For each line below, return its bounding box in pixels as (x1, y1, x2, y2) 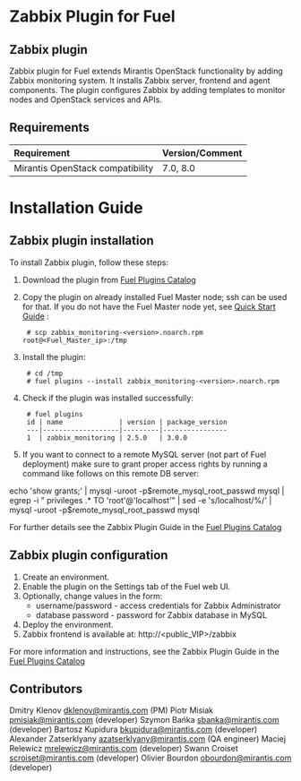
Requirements (9, 120, 90, 135)
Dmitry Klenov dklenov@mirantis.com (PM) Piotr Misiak (9, 705, 214, 716)
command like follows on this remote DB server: (21, 468, 200, 478)
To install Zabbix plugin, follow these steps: (9, 257, 168, 268)
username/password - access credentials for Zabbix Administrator (35, 600, 281, 611)
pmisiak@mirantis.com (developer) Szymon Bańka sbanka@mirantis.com (9, 715, 279, 725)
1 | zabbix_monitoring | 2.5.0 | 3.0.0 (26, 433, 188, 442)
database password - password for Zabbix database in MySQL (35, 609, 267, 620)
